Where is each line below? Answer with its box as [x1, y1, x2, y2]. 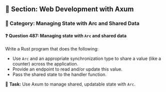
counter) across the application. [12, 60, 78, 66]
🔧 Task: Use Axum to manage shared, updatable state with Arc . [5, 81, 136, 87]
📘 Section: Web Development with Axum [5, 5, 134, 13]
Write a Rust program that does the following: [5, 45, 99, 51]
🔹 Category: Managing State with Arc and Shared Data [5, 20, 140, 27]
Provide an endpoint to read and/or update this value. [12, 66, 122, 72]
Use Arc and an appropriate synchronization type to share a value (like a [12, 55, 161, 61]
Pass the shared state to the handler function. [12, 71, 106, 77]
